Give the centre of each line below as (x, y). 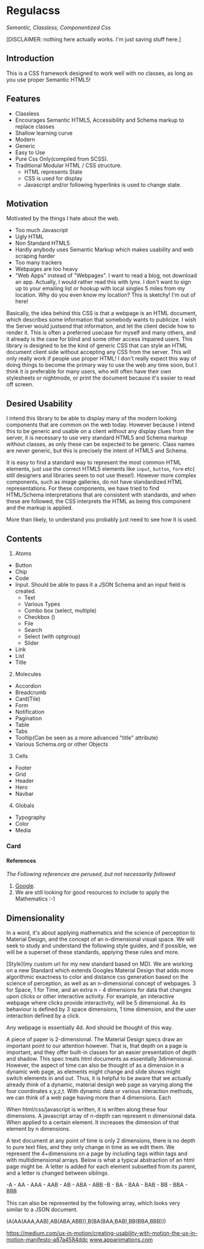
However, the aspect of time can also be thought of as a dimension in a (95, 1065)
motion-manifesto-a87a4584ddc (47, 1239)
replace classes (35, 126)
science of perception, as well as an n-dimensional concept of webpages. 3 (101, 983)
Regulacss (33, 11)
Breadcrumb (31, 692)
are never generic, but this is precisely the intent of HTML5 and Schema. (97, 451)
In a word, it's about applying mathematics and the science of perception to (101, 932)
